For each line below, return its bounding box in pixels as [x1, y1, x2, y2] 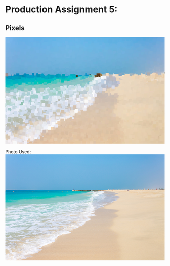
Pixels [5, 24, 25, 32]
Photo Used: [5, 148, 31, 155]
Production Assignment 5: [5, 4, 118, 15]
